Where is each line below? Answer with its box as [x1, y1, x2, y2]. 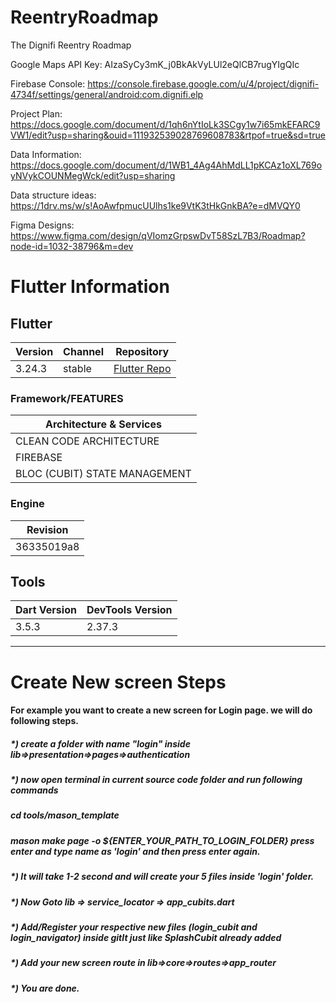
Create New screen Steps [10, 671, 227, 693]
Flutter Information [10, 276, 170, 298]
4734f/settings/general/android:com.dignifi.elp [10, 88, 204, 100]
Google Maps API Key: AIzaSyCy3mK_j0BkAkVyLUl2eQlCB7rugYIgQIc [10, 58, 300, 70]
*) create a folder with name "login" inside [10, 737, 191, 750]
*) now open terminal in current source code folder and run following [10, 774, 303, 786]
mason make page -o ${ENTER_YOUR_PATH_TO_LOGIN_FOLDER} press [10, 834, 315, 846]
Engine [10, 497, 45, 511]
